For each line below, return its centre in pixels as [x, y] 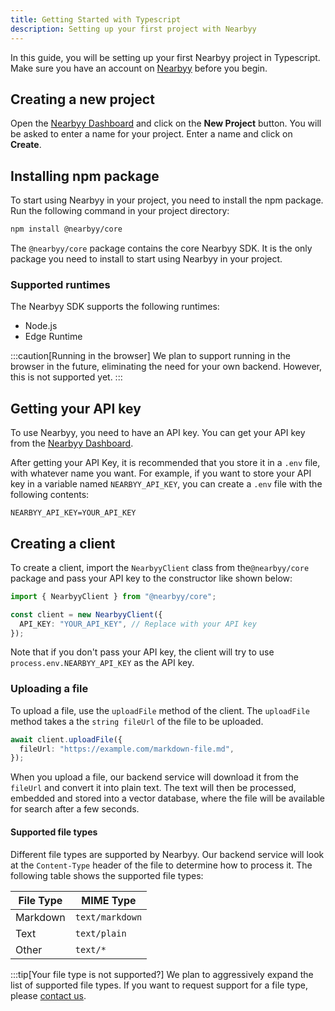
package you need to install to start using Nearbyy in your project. [146, 259]
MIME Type [109, 900]
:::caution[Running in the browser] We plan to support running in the [150, 356]
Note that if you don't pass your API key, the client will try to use [142, 652]
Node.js [41, 326]
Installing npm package [85, 176]
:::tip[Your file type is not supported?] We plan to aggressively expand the [162, 974]
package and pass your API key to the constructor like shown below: [151, 578]
